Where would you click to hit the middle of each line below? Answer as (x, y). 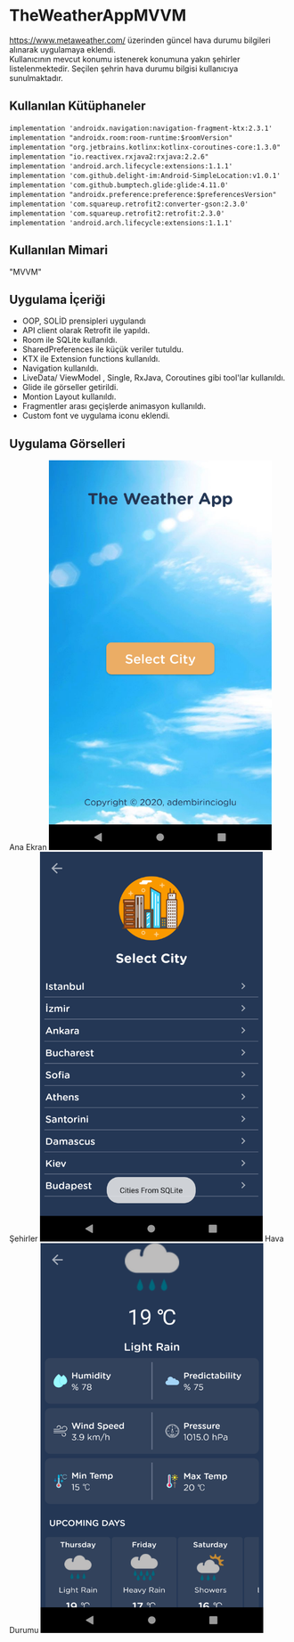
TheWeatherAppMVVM (98, 16)
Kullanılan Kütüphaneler (78, 106)
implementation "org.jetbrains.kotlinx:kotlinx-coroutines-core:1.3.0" (145, 147)
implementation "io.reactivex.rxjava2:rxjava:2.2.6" (109, 157)
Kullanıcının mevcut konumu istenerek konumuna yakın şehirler (125, 59)
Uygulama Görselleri (67, 443)
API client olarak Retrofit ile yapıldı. (86, 331)
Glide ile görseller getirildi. (70, 388)
